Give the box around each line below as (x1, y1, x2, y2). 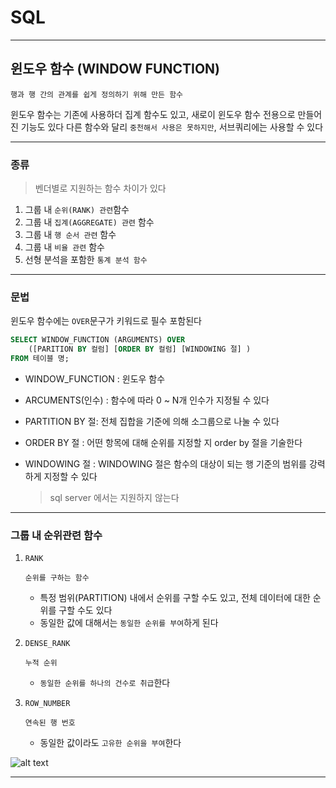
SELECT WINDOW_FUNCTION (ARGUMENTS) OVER (10, 335, 186, 345)
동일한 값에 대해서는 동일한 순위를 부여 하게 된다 (39, 617, 219, 629)
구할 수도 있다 (58, 604, 113, 616)
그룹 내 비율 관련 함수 (24, 241, 105, 253)
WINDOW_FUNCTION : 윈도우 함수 (24, 372, 166, 385)
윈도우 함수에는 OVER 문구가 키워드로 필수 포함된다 (10, 315, 202, 327)
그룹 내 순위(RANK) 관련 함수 (24, 204, 130, 216)
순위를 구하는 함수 (24, 573, 90, 583)
